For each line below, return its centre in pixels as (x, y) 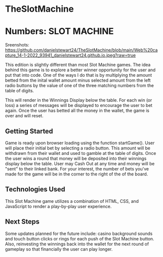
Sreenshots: (17, 45)
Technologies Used (35, 189)
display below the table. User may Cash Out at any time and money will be (80, 163)
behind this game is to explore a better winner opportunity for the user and (80, 70)
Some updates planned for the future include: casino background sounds (79, 234)
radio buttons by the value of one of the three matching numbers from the (80, 86)
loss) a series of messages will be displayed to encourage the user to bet (79, 106)
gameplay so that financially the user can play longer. (59, 249)
